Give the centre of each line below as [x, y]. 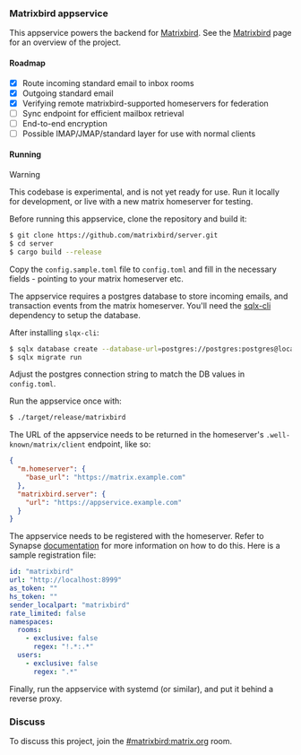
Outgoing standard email [68, 93]
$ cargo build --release [56, 252]
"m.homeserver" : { [52, 469]
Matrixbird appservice [59, 13]
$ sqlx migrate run [46, 357]
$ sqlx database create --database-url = [86, 349]
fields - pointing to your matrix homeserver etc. [96, 278]
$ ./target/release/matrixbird [68, 418]
